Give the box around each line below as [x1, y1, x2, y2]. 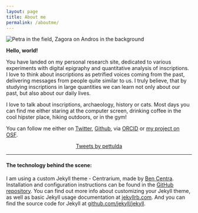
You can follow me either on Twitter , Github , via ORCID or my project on [6, 125, 180, 132]
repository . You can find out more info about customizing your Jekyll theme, [6, 187, 190, 194]
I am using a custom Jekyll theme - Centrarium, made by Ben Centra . [6, 175, 174, 182]
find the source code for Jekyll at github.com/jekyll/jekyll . [6, 199, 146, 207]
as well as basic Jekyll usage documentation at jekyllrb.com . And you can [6, 194, 186, 201]
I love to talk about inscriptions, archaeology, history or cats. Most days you [6, 101, 190, 108]
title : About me [6, 14, 46, 20]
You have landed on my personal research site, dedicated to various [6, 58, 171, 65]
